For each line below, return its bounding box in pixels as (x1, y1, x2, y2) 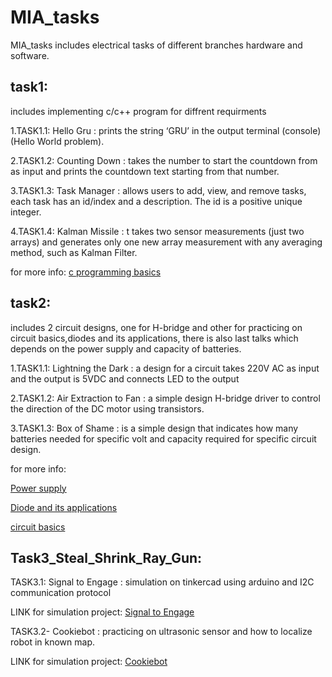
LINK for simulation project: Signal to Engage (10, 606, 195, 618)
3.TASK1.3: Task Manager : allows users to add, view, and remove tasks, (10, 184, 307, 196)
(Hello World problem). (10, 135, 105, 147)
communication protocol (10, 587, 112, 599)
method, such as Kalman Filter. (10, 246, 138, 258)
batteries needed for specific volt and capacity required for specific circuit (10, 432, 317, 445)
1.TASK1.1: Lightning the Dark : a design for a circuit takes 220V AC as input (10, 362, 320, 374)
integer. (10, 206, 42, 218)
